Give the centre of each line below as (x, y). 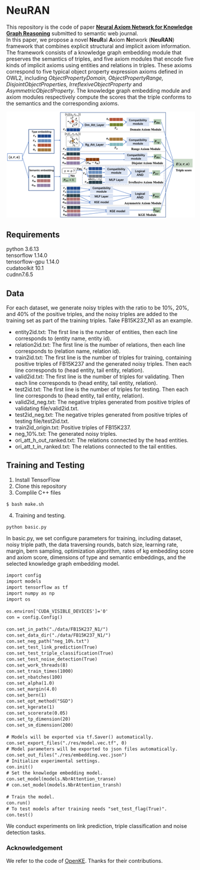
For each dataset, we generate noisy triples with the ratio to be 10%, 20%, (98, 308)
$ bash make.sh (25, 504)
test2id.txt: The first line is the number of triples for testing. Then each (101, 389)
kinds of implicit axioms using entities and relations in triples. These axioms (99, 65)
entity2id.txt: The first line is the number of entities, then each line (96, 332)
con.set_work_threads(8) (37, 665)
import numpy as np (31, 593)
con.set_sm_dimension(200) (40, 725)
